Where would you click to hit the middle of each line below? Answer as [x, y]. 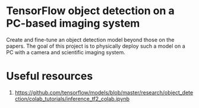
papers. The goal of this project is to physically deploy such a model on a [96, 46]
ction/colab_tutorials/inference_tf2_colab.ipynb [72, 99]
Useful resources [50, 76]
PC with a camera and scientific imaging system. [66, 52]
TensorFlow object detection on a [91, 11]
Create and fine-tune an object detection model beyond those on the [90, 40]
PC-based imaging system [73, 23]
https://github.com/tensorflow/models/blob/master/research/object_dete [104, 92]
